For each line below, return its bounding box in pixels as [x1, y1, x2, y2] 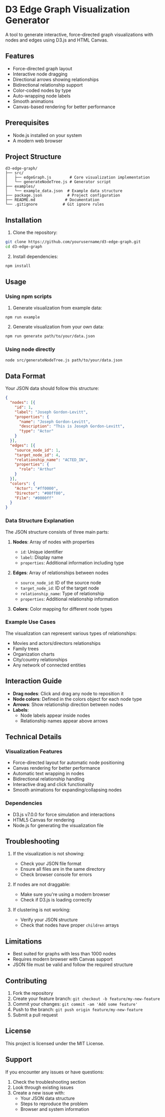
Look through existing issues [12, 1084, 74, 1090]
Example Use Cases [5, 618, 56, 625]
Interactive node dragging [12, 71, 68, 77]
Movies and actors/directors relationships [12, 640, 101, 646]
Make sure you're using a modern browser [20, 891, 110, 897]
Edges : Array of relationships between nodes [12, 570, 109, 576]
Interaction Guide [5, 677, 63, 685]
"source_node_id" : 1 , [14, 447, 60, 453]
